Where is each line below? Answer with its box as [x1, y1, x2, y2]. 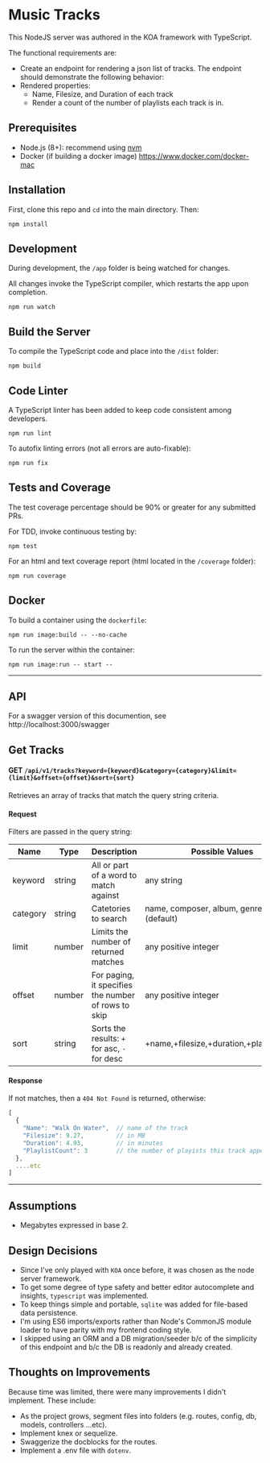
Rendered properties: [19, 81, 91, 90]
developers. [8, 414, 48, 423]
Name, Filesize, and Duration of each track [31, 89, 174, 98]
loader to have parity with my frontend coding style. [19, 1324, 192, 1335]
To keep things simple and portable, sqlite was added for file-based [19, 1299, 248, 1309]
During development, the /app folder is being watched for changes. [8, 264, 231, 273]
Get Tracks [8, 743, 64, 757]
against [91, 890, 120, 901]
